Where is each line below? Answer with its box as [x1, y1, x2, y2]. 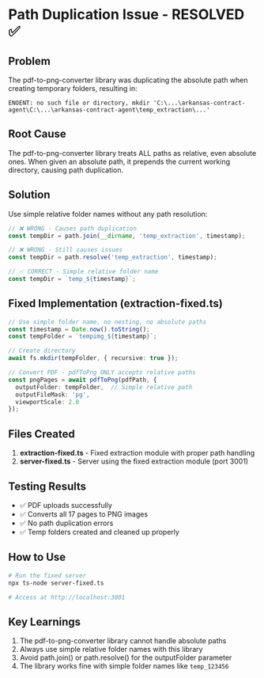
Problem [8, 54, 51, 68]
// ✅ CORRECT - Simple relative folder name [8, 267, 159, 276]
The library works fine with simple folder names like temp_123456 [19, 661, 229, 671]
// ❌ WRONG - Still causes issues [8, 246, 123, 254]
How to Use [8, 551, 66, 564]
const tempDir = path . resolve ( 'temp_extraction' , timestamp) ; [8, 253, 217, 262]
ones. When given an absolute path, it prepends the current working [8, 157, 231, 166]
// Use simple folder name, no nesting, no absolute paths [8, 318, 207, 326]
